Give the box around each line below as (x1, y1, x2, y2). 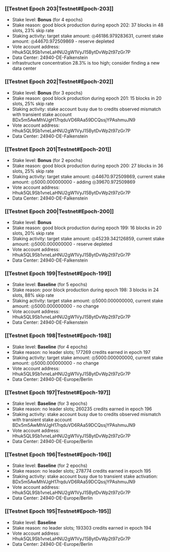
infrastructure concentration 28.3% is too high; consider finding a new (12, 60, 160, 66)
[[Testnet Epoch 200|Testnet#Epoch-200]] (5, 208, 114, 215)
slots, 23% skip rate (12, 27, 54, 34)
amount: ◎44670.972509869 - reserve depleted (12, 38, 115, 44)
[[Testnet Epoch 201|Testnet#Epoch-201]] (5, 146, 111, 153)
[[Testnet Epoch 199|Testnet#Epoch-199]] (5, 270, 111, 277)
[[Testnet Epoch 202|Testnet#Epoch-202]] (5, 78, 114, 85)
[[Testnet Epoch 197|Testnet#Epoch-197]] (5, 389, 110, 396)
